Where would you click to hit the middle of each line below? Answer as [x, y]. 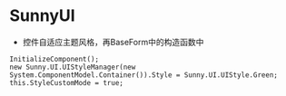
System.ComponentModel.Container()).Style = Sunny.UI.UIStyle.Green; [144, 75]
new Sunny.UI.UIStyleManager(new [73, 67]
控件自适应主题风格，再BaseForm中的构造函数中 [113, 42]
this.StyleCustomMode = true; [67, 82]
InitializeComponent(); [54, 59]
